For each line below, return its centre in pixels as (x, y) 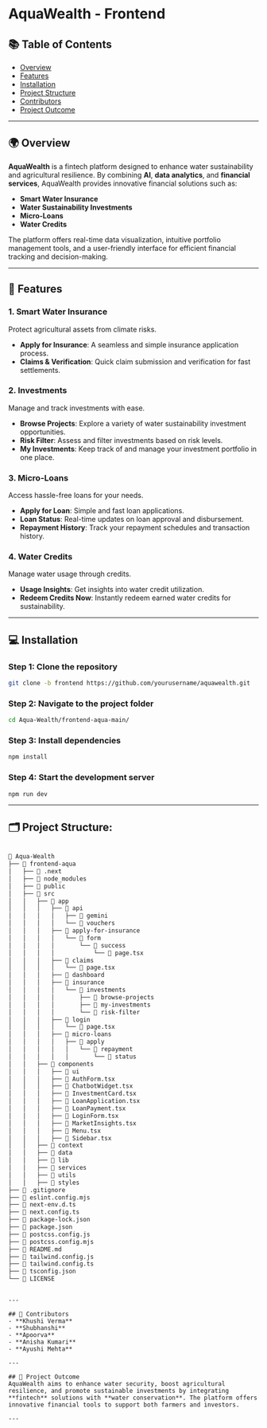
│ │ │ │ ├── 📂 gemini (58, 916)
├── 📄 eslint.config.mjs (49, 1197)
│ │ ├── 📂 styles (44, 1183)
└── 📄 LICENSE (32, 1279)
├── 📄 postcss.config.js (49, 1234)
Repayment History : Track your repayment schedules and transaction (135, 528)
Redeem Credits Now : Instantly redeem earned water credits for (126, 598)
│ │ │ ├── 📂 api (46, 908)
